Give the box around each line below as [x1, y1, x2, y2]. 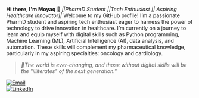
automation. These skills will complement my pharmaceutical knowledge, [6, 43, 186, 50]
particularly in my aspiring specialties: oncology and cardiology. [6, 50, 163, 56]
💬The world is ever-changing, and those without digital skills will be [20, 61, 187, 68]
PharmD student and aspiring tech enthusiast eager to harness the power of [6, 18, 193, 25]
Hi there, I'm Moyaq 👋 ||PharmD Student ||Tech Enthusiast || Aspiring [6, 6, 177, 12]
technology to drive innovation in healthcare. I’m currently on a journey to [6, 24, 186, 31]
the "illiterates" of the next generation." [20, 68, 117, 74]
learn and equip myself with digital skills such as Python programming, [6, 31, 180, 38]
